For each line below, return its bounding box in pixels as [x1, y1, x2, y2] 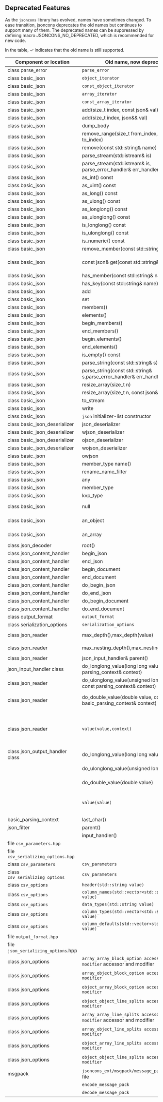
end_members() [81, 328, 119, 334]
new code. [5, 38, 26, 43]
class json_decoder [7, 542, 52, 549]
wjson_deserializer [81, 428, 125, 435]
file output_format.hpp [7, 933, 58, 940]
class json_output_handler [7, 748, 67, 754]
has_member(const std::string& [81, 272, 154, 279]
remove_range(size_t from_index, [81, 130, 158, 137]
